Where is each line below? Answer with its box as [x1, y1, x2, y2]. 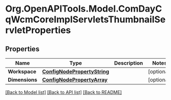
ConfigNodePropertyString [42, 68, 109, 75]
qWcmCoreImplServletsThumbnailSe [5, 14, 166, 25]
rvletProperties [5, 25, 71, 36]
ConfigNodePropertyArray [42, 76, 108, 83]
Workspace [8, 68, 37, 75]
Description [114, 60, 144, 66]
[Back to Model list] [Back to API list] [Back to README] [5, 89, 122, 95]
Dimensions [8, 76, 38, 83]
